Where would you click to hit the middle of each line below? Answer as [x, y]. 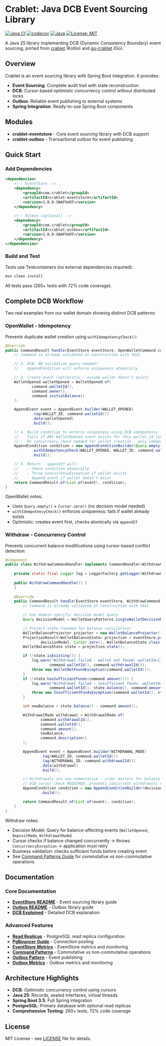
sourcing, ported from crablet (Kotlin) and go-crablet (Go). [64, 48]
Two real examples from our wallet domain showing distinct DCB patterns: [81, 313]
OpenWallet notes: [24, 497]
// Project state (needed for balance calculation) [77, 628]
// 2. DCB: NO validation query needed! [56, 364]
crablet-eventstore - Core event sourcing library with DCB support [81, 134]
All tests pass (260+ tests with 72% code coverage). [59, 285]
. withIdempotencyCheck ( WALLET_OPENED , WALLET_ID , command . [93, 451]
